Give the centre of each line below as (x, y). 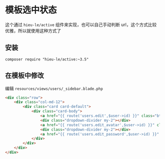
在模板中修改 (25, 76)
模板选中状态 (31, 10)
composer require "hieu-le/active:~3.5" (47, 59)
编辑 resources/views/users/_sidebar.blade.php (54, 88)
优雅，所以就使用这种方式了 (33, 30)
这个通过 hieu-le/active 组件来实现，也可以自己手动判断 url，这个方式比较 (81, 25)
